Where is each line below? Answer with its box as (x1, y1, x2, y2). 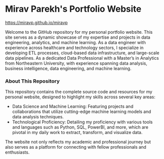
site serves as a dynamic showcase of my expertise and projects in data (5, 34, 151, 40)
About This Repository (5, 77, 60, 84)
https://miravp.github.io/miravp (5, 20, 68, 25)
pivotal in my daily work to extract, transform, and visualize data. (12, 130, 143, 136)
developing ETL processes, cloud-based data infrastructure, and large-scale (5, 50, 160, 56)
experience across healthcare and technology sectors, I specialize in (5, 45, 144, 50)
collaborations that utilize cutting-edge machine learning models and (12, 109, 151, 114)
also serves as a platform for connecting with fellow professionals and (5, 144, 147, 150)
